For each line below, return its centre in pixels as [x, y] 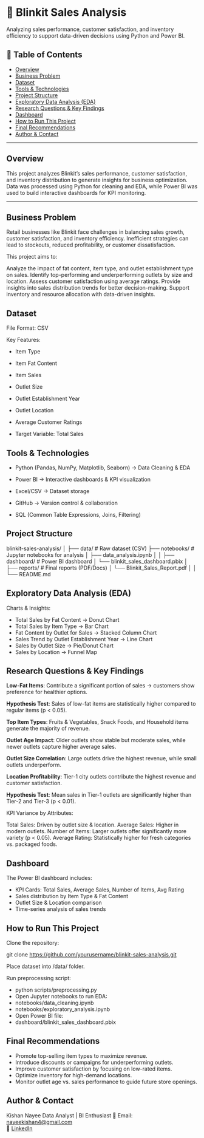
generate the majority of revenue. [48, 729]
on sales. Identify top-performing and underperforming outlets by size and [100, 275]
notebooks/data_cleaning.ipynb [54, 1003]
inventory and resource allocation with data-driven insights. [81, 295]
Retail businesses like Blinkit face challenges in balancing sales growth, [96, 232]
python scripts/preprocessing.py [56, 990]
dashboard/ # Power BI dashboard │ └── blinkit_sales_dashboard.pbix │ [97, 561]
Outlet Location [34, 411]
